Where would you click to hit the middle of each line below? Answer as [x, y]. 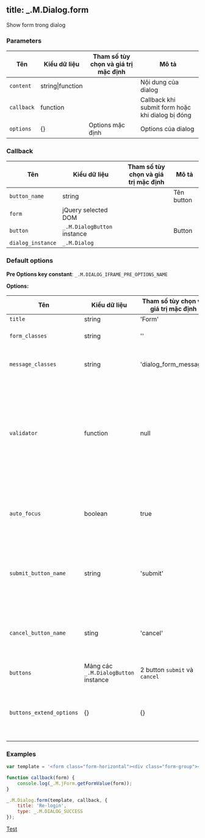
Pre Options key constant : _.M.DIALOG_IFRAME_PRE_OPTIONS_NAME [87, 274]
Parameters [24, 40]
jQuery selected [85, 210]
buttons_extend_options [44, 712]
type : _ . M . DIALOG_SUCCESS [50, 812]
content [20, 86]
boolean [96, 513]
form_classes [28, 336]
